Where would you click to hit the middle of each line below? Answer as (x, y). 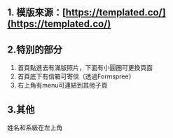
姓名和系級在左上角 (35, 127)
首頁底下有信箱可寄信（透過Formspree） (76, 76)
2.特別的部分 (35, 49)
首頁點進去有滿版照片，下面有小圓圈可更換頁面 (85, 68)
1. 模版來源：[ (37, 13)
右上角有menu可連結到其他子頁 (62, 85)
